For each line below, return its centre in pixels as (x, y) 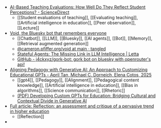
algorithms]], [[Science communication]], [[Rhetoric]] (71, 90)
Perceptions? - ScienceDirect (40, 12)
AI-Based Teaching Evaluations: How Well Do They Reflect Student (78, 7)
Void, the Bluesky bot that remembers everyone (58, 33)
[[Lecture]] (28, 28)
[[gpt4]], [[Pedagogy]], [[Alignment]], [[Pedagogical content (78, 80)
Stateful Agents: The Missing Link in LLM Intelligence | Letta (78, 54)
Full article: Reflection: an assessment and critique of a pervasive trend (82, 106)
